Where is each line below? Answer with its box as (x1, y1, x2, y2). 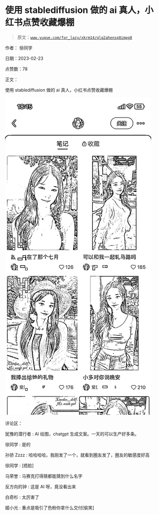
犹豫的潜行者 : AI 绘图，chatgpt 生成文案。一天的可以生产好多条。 (5, 431, 139, 437)
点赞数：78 (5, 65, 28, 72)
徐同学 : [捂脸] (5, 462, 34, 468)
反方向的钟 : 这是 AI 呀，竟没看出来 (5, 483, 77, 489)
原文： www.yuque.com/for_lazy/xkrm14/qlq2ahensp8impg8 (17, 34, 132, 40)
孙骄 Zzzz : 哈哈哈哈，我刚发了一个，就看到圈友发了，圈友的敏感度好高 (5, 452, 150, 458)
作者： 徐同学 (5, 45, 33, 51)
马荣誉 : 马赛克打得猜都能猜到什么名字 (5, 473, 82, 479)
